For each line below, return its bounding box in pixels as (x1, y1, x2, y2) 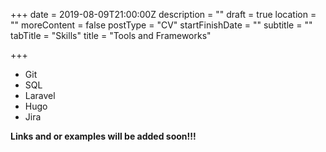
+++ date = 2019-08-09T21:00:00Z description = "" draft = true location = (10, 9, 317, 20)
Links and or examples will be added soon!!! (10, 130, 197, 142)
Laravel (24, 90, 56, 101)
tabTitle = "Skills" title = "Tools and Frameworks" (10, 30, 212, 41)
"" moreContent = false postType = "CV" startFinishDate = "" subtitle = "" (10, 19, 313, 31)
